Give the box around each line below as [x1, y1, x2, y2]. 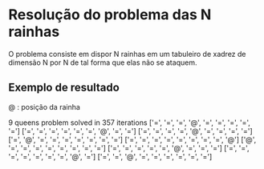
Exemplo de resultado [8, 81, 120, 95]
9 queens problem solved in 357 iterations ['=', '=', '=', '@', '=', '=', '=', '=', [8, 118, 251, 127]
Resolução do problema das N [8, 6, 212, 24]
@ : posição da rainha [8, 102, 80, 111]
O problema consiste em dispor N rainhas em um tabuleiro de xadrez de [8, 49, 246, 58]
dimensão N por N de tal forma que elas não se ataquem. [8, 58, 197, 67]
